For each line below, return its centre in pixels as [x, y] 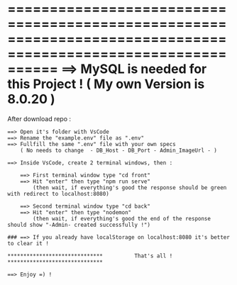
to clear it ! [28, 243]
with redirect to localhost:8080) [59, 194]
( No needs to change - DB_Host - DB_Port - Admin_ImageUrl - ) [119, 150]
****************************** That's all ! [90, 256]
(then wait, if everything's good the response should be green [130, 188]
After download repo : [39, 118]
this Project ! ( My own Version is [106, 84]
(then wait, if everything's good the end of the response [122, 218]
